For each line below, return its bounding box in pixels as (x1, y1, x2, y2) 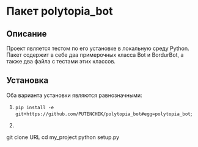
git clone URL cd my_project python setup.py (6, 133, 120, 141)
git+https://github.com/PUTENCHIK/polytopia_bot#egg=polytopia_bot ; (15, 110, 193, 117)
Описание (6, 29, 47, 39)
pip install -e (15, 104, 54, 110)
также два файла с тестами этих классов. (6, 58, 116, 65)
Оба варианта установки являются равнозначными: (6, 91, 142, 99)
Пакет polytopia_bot (6, 4, 113, 18)
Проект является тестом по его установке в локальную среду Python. (6, 45, 189, 52)
